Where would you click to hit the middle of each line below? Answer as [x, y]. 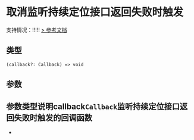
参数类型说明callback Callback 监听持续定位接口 [93, 106]
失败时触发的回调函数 [53, 118]
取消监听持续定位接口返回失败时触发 [95, 12]
